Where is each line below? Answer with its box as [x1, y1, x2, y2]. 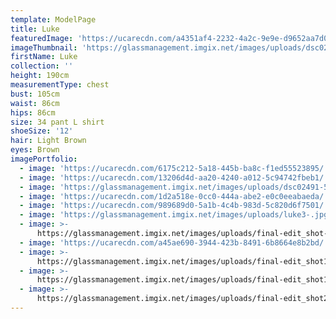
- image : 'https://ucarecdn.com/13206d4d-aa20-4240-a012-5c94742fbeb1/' [19, 172, 329, 183]
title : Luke [10, 24, 60, 34]
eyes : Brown [10, 145, 60, 155]
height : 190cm [10, 71, 70, 81]
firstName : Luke [10, 52, 78, 62]
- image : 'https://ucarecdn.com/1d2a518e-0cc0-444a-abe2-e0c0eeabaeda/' [19, 191, 329, 201]
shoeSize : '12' [10, 126, 74, 136]
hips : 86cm [10, 107, 56, 118]
